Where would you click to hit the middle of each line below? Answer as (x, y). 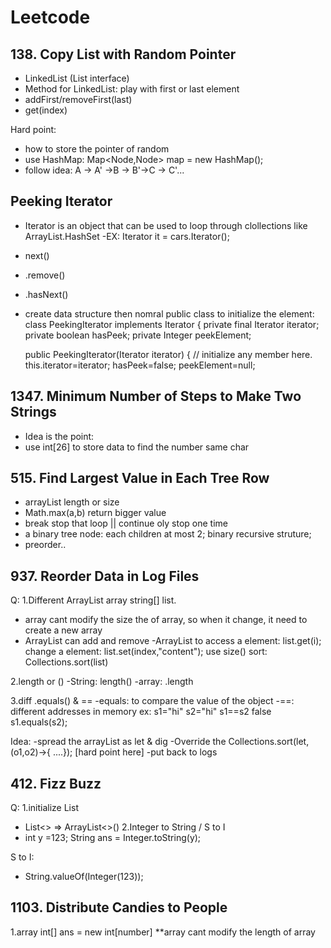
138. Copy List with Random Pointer (123, 54)
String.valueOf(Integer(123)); (84, 877)
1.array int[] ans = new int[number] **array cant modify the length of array (163, 932)
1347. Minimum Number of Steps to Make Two (156, 396)
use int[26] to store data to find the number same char (137, 447)
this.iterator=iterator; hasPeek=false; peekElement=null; (140, 365)
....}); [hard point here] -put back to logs (135, 752)
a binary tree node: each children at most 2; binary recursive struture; (168, 534)
